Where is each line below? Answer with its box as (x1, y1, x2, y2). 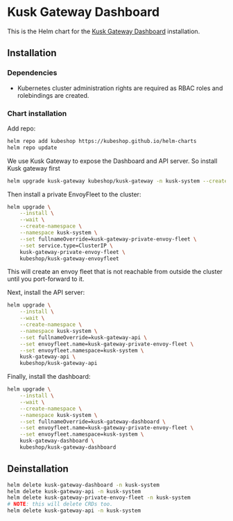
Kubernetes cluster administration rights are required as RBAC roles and (17, 84, 223, 92)
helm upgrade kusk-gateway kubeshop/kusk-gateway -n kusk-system (7, 178, 200, 185)
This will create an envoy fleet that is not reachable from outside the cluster (7, 268, 223, 276)
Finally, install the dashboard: (7, 373, 91, 381)
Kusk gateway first (7, 164, 60, 172)
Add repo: (7, 124, 36, 133)
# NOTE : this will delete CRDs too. (7, 501, 113, 508)
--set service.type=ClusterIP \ (19, 242, 113, 249)
